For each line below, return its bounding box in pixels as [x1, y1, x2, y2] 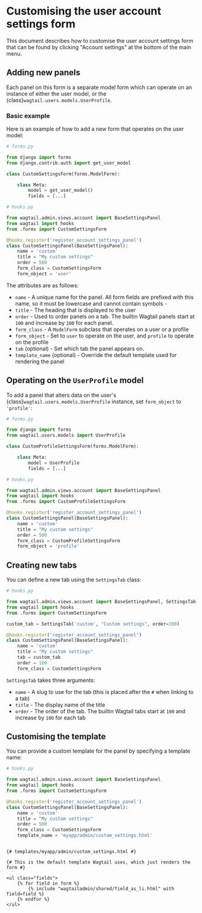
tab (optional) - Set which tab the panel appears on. [15, 345, 145, 352]
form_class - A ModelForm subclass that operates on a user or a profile [15, 326, 189, 333]
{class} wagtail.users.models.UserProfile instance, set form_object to [6, 398, 181, 405]
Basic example [6, 111, 50, 120]
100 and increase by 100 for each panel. [15, 319, 114, 326]
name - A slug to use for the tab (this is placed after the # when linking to [15, 688, 194, 695]
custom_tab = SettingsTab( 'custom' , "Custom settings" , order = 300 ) [6, 621, 180, 627]
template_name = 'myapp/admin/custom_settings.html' [17, 833, 153, 839]
